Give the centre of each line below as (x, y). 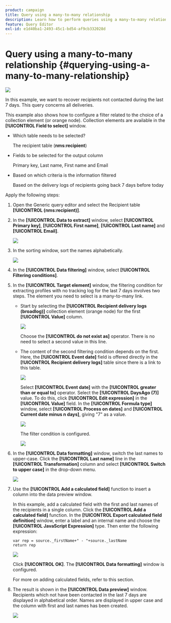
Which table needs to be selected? (49, 136)
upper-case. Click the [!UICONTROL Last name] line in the (74, 459)
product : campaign (25, 10)
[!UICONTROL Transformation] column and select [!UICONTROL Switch (89, 464)
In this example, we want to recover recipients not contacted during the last (84, 99)
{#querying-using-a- (104, 65)
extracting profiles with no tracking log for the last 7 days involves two (86, 291)
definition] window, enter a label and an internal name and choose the (86, 520)
